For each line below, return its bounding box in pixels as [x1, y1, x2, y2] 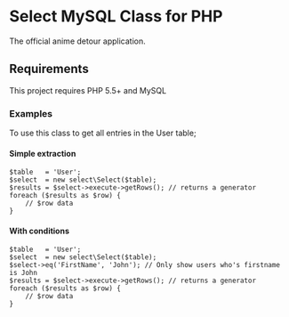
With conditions [9, 225, 69, 236]
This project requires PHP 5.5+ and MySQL [9, 85, 167, 95]
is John [9, 269, 38, 278]
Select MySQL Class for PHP [9, 6, 223, 27]
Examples [9, 107, 53, 119]
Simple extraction [9, 148, 76, 158]
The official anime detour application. [9, 36, 146, 46]
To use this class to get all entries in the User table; [9, 127, 197, 139]
